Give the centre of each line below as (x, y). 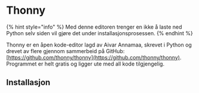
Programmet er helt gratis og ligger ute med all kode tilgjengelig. (85, 64)
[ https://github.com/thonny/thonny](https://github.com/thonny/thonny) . (94, 57)
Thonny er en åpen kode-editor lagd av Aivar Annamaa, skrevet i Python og (99, 45)
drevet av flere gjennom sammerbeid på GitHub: (65, 51)
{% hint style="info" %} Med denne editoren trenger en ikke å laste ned (94, 27)
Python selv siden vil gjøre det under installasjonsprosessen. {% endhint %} (99, 33)
